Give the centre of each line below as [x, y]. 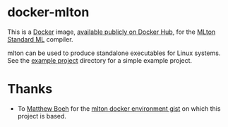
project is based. [42, 116]
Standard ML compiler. [40, 39]
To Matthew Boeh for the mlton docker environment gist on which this [119, 108]
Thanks [30, 89]
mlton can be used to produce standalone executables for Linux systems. [114, 53]
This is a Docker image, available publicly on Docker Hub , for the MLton [112, 32]
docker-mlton [48, 12]
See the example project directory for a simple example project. [100, 60]
